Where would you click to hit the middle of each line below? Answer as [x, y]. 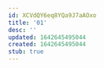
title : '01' [28, 23]
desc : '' [22, 30]
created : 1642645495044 [47, 45]
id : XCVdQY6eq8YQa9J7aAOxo [52, 15]
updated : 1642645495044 [47, 37]
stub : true [26, 52]
